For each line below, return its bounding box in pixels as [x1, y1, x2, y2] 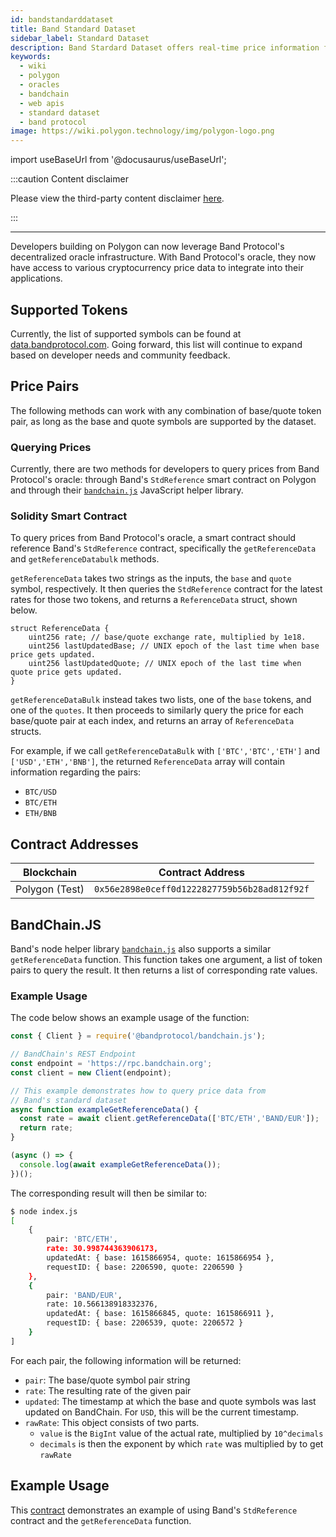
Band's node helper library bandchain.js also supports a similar [10, 942, 272, 955]
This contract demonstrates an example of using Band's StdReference [10, 1504, 298, 1516]
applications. [10, 272, 63, 285]
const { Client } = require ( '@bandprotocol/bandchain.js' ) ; [10, 1031, 267, 1041]
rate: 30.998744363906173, [46, 1244, 159, 1254]
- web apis [19, 98, 65, 108]
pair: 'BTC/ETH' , [46, 1234, 118, 1245]
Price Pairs [10, 378, 80, 395]
